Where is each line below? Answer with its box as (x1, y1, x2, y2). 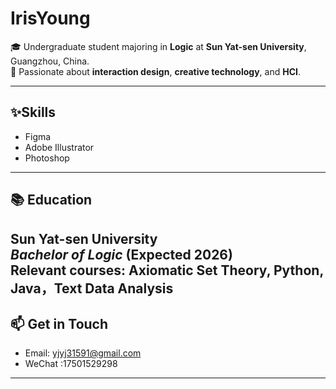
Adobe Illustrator (24, 141, 95, 153)
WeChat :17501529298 (24, 358, 118, 370)
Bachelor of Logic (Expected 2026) (10, 246, 233, 263)
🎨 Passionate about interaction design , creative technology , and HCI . (10, 65, 301, 77)
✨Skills (10, 104, 57, 121)
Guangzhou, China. (10, 55, 90, 67)
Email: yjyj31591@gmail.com (24, 347, 142, 359)
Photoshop (24, 152, 70, 164)
